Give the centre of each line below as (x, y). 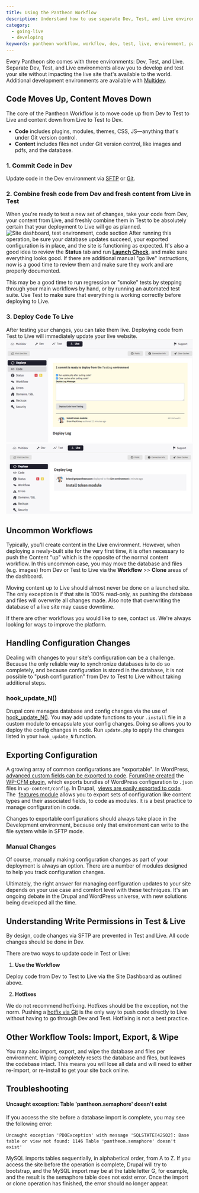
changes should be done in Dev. (45, 942)
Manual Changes (31, 846)
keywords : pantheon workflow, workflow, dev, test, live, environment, (96, 44)
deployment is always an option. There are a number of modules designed (97, 866)
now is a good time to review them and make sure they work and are (90, 265)
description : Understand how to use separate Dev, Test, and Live (90, 19)
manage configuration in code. (44, 807)
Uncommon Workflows (49, 531)
